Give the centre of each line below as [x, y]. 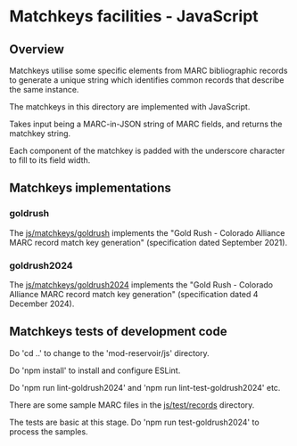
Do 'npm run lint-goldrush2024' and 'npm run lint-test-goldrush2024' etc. [145, 387]
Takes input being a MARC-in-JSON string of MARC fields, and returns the [146, 124]
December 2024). [42, 304]
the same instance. [44, 89]
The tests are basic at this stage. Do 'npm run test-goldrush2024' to [135, 422]
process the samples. [49, 431]
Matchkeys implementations [91, 188]
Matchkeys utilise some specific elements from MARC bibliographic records [148, 70]
